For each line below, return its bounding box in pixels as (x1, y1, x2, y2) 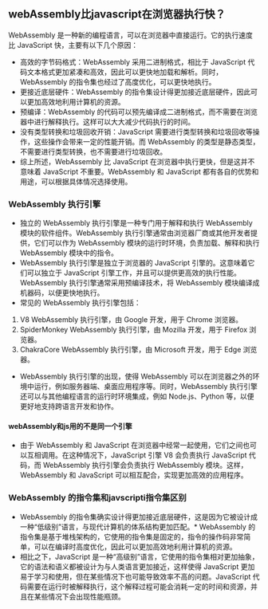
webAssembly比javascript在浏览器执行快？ (8, 7, 226, 22)
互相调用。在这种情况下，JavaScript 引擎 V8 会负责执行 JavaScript (26, 450, 247, 460)
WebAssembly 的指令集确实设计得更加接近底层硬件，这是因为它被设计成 (19, 512, 258, 521)
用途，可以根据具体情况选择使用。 (19, 176, 132, 186)
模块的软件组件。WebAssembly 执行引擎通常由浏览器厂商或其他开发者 (19, 228, 251, 238)
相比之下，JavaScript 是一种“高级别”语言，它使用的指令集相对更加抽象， (19, 552, 259, 561)
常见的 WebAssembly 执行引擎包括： (19, 298, 141, 308)
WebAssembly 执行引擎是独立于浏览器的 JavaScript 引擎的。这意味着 (19, 258, 248, 268)
